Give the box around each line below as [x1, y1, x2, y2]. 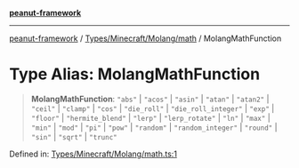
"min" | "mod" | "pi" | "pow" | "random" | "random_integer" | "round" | [30, 122, 278, 132]
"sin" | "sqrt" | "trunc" [30, 131, 117, 141]
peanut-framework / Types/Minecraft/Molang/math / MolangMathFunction [9, 33, 282, 44]
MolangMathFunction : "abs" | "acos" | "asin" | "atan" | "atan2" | [30, 93, 270, 104]
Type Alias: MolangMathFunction [9, 64, 261, 84]
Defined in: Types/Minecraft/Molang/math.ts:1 [9, 148, 178, 159]
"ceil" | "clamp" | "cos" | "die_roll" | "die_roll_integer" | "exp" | [30, 102, 275, 114]
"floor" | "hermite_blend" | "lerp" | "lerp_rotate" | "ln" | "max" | [30, 112, 271, 123]
